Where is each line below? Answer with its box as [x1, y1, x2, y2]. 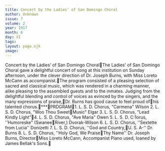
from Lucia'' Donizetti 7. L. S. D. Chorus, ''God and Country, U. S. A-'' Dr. [5, 124, 154, 130]
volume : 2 [5, 21, 26, 26]
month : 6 [5, 30, 23, 35]
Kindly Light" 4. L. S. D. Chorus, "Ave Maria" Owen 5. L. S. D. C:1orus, [5, 114, 147, 120]
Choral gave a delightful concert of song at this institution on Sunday [5, 67, 145, 73]
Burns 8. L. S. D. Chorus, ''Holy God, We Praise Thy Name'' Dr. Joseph [5, 130, 150, 136]
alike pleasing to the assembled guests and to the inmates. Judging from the [5, 88, 161, 94]
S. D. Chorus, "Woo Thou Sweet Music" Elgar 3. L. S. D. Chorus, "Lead [5, 109, 149, 115]
